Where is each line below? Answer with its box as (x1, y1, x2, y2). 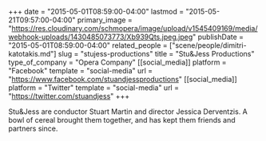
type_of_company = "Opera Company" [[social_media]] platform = (8, 57, 227, 67)
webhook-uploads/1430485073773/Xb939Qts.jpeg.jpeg (8, 32, 193, 41)
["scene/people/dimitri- (169, 41, 247, 50)
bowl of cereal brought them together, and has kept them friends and (8, 116, 236, 124)
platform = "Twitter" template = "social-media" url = (8, 83, 180, 92)
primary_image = (77, 15, 133, 25)
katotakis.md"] (8, 49, 57, 58)
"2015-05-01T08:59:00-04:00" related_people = (8, 41, 168, 50)
